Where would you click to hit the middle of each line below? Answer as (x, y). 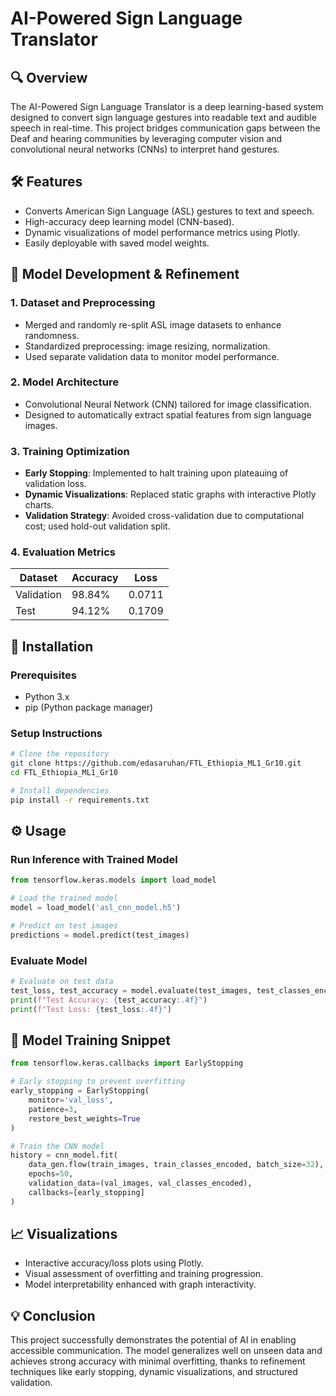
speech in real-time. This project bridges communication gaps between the (165, 128)
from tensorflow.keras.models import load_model (113, 880)
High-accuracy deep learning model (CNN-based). (129, 221)
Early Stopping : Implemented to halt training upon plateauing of (156, 473)
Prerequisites (43, 675)
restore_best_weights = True (84, 1118)
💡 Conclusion (53, 1315)
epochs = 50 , (51, 1174)
